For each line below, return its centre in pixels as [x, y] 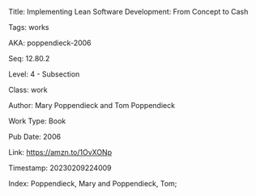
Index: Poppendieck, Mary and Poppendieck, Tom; [93, 183]
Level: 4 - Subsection [44, 74]
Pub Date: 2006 [35, 137]
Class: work [28, 90]
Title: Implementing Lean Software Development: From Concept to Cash [128, 12]
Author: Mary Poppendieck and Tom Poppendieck [92, 105]
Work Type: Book [37, 121]
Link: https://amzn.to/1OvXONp [60, 152]
